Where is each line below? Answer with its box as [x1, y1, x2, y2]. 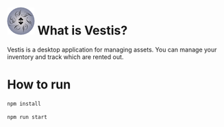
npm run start [7, 113, 48, 120]
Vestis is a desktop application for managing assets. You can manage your [7, 45, 217, 54]
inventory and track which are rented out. [7, 52, 124, 61]
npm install [7, 100, 41, 107]
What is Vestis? [37, 23, 128, 38]
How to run [7, 77, 71, 93]
